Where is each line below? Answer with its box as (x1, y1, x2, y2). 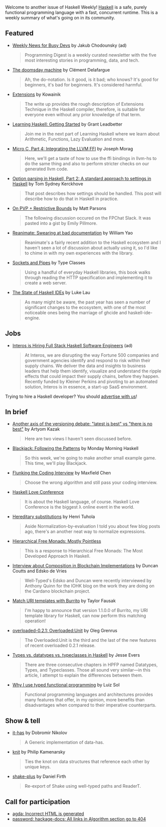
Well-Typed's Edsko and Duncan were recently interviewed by (24, 578, 152, 584)
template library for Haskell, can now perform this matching (24, 613, 146, 619)
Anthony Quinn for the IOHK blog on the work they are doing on (24, 583, 155, 589)
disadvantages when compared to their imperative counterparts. (24, 702, 157, 708)
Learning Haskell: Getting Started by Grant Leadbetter (12, 121, 123, 127)
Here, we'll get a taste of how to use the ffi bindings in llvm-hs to (24, 155, 157, 161)
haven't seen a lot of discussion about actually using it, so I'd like (24, 244, 158, 250)
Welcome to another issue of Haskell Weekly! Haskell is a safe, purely (5, 4, 147, 10)
